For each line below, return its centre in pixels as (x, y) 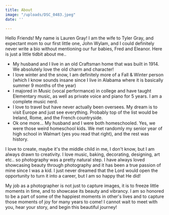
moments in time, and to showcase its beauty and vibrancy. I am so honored (85, 191)
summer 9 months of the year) (44, 85)
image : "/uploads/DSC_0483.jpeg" (40, 15)
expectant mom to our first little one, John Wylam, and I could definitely (80, 44)
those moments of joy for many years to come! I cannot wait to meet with (81, 202)
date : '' (14, 19)
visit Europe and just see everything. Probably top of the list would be (85, 112)
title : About (19, 10)
